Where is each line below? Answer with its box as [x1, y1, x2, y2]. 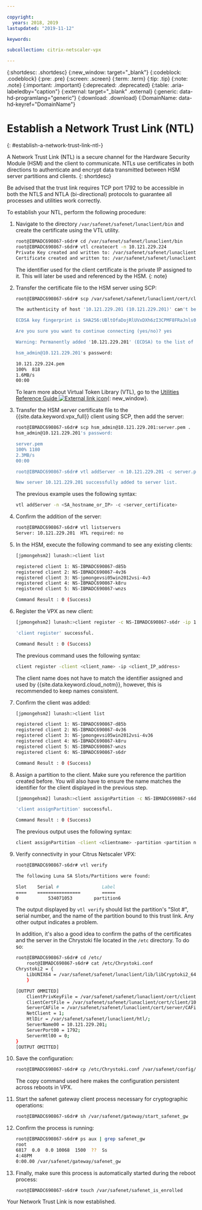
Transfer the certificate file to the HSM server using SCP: [15, 284, 157, 291]
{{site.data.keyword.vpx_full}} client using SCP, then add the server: [15, 413, 185, 420]
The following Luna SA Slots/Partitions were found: [15, 873, 151, 879]
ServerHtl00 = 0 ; [26, 1033, 70, 1039]
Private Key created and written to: [15, 249, 111, 256]
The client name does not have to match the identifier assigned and [15, 674, 183, 682]
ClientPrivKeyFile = [26, 993, 78, 999]
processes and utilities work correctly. [7, 197, 102, 205]
